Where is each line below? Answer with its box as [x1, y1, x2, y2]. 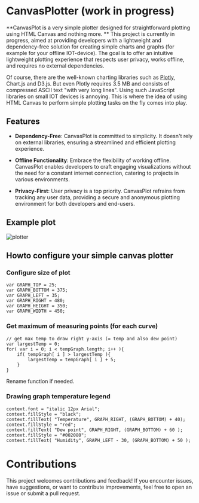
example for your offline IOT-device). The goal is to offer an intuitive [6, 49, 173, 56]
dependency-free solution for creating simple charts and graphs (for [6, 43, 174, 50]
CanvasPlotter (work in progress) [6, 4, 174, 18]
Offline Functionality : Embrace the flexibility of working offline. [14, 157, 172, 164]
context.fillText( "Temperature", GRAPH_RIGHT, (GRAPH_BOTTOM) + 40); [6, 416, 186, 422]
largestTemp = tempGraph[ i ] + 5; [27, 356, 117, 362]
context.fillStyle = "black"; [6, 411, 82, 417]
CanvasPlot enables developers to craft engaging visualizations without [14, 163, 191, 170]
